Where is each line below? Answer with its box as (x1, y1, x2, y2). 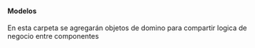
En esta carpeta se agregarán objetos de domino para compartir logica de (7, 23, 247, 33)
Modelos (7, 6, 37, 15)
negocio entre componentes (7, 32, 99, 41)
